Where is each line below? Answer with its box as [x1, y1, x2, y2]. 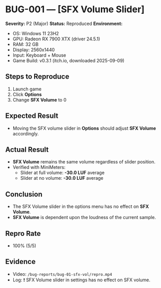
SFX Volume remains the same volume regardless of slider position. [12, 159, 156, 165]
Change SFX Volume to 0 [12, 97, 67, 103]
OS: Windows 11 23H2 [12, 30, 59, 36]
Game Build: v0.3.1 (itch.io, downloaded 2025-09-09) [12, 57, 125, 63]
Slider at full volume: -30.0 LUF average [20, 170, 105, 176]
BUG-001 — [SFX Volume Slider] [5, 4, 145, 15]
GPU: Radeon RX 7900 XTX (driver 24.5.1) [12, 36, 100, 42]
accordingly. [12, 130, 39, 136]
